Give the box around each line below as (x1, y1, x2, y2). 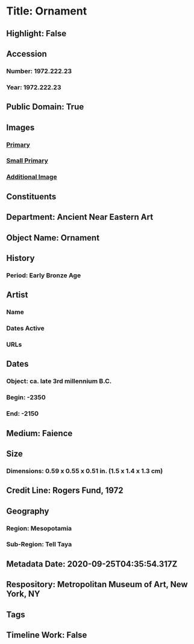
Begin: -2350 (6, 393, 46, 402)
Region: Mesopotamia (6, 524, 72, 532)
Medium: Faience (6, 428, 73, 439)
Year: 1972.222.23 (6, 83, 61, 91)
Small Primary (6, 156, 48, 165)
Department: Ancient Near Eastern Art (6, 212, 154, 222)
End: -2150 (6, 410, 39, 418)
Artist (6, 290, 28, 300)
